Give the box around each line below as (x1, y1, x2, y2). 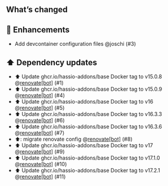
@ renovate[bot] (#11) (14, 173, 66, 180)
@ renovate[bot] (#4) (14, 92, 65, 99)
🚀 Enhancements (6, 25, 70, 35)
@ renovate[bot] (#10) (14, 161, 67, 168)
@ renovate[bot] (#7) (14, 129, 65, 137)
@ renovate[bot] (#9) (14, 148, 65, 155)
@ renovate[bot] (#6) (14, 117, 65, 124)
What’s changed (6, 5, 68, 15)
